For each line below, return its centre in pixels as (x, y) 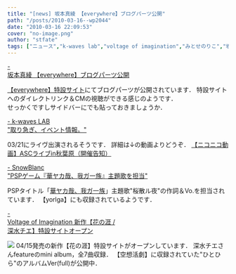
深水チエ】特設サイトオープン (50, 230)
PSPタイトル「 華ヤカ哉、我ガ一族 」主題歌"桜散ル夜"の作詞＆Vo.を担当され (116, 191)
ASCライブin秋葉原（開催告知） (65, 153)
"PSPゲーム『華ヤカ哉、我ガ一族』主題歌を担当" (78, 176)
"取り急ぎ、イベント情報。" (47, 130)
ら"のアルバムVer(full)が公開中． (54, 263)
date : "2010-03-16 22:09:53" (50, 27)
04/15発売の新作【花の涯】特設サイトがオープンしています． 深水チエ (117, 246)
